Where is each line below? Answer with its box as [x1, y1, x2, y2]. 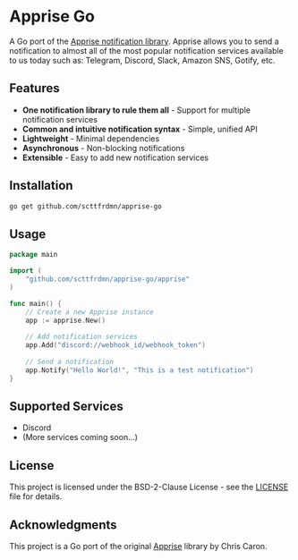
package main [9, 250, 58, 259]
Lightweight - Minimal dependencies [21, 132, 160, 144]
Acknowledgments [9, 517, 118, 532]
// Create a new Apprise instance [25, 307, 154, 317]
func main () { [9, 299, 63, 308]
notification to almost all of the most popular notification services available [9, 45, 284, 55]
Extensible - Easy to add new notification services [21, 152, 209, 163]
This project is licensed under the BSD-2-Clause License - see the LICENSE [9, 481, 289, 493]
